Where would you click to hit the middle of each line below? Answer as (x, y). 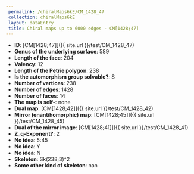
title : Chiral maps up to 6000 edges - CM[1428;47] (73, 28)
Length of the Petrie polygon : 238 (57, 71)
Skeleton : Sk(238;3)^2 (42, 159)
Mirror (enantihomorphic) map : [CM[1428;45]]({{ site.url (84, 115)
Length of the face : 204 (44, 58)
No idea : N (27, 153)
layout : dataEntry (31, 23)
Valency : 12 (29, 64)
